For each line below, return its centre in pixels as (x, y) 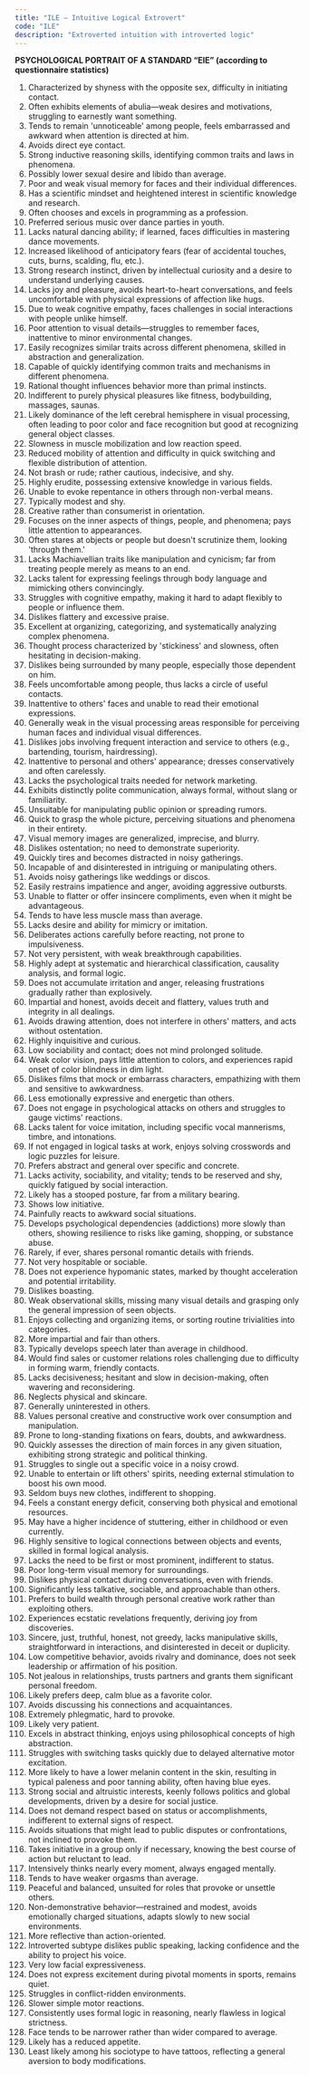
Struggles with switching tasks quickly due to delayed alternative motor (161, 1753)
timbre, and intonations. (72, 1137)
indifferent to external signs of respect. (101, 1820)
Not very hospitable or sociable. (87, 1262)
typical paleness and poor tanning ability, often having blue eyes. (149, 1782)
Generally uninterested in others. (89, 1406)
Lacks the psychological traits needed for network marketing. (142, 781)
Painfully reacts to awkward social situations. (112, 1214)
